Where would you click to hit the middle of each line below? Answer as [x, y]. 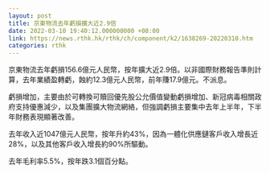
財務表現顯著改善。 [47, 117]
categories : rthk [37, 46]
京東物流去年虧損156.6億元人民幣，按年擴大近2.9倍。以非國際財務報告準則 [131, 70]
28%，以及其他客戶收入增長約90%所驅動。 [80, 144]
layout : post [30, 16]
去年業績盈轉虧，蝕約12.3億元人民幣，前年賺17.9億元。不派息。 [127, 80]
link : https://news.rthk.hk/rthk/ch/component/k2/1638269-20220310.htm [131, 38]
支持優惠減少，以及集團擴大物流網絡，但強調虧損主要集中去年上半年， [131, 107]
